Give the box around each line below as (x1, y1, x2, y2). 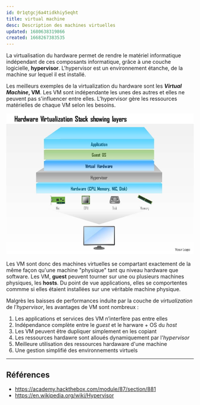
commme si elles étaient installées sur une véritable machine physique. (6, 286, 181, 293)
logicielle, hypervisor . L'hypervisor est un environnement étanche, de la (6, 64, 183, 72)
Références (6, 370, 50, 380)
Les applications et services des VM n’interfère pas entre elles (14, 315, 168, 322)
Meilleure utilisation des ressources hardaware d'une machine (14, 341, 168, 348)
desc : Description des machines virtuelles (6, 22, 116, 28)
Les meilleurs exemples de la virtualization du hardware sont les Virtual (6, 82, 182, 89)
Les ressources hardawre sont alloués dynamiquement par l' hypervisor (14, 334, 190, 341)
